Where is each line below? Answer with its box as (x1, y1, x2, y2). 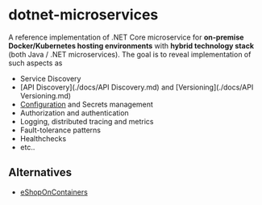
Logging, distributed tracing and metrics (19, 116, 154, 126)
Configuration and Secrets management (19, 99, 153, 109)
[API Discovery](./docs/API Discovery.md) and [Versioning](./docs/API (19, 82, 254, 92)
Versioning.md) (19, 90, 71, 100)
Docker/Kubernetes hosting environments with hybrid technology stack (8, 40, 255, 50)
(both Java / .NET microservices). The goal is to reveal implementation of (8, 49, 252, 59)
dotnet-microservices (8, 6, 159, 24)
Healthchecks (19, 133, 67, 143)
